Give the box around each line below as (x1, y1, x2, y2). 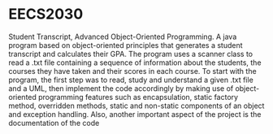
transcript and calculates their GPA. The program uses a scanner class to (8, 49, 253, 58)
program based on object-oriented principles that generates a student (8, 40, 243, 50)
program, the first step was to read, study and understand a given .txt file (8, 75, 253, 84)
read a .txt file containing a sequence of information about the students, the (8, 58, 262, 67)
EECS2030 (8, 5, 84, 24)
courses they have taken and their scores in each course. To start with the (8, 66, 258, 76)
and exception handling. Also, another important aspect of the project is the (8, 109, 262, 119)
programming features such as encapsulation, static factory (37, 92, 238, 102)
